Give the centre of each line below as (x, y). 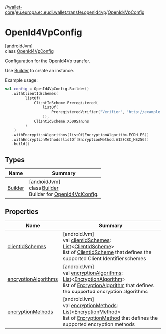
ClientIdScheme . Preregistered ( (66, 103)
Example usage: (21, 80)
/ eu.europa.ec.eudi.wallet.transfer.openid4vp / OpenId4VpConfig (79, 12)
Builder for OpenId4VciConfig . (64, 194)
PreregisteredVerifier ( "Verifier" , (88, 112)
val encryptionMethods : (90, 305)
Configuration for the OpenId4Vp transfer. (48, 61)
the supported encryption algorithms (105, 291)
